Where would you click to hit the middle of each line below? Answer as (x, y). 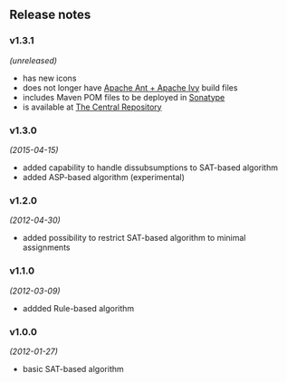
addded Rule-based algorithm (78, 308)
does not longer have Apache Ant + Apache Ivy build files (130, 87)
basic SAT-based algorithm (73, 369)
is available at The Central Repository (92, 107)
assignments (46, 247)
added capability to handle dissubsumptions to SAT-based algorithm (150, 168)
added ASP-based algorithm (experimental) (104, 177)
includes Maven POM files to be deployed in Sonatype (124, 97)
